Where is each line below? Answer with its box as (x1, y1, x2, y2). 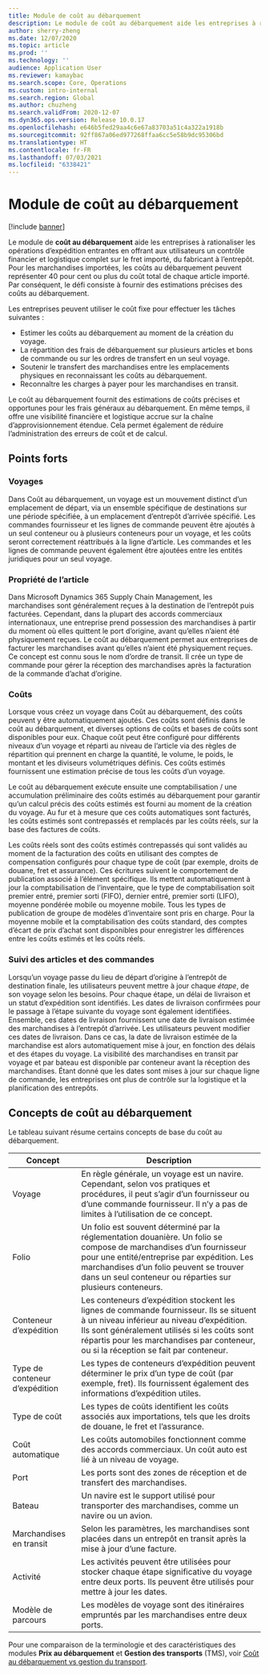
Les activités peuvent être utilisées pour (81, 1556, 231, 1567)
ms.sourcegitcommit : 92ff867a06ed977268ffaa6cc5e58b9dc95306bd (8, 131, 224, 139)
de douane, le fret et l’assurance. (81, 1421, 204, 1432)
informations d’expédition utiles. (81, 1388, 202, 1399)
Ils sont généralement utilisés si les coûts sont (81, 1324, 255, 1336)
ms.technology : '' (8, 57, 70, 65)
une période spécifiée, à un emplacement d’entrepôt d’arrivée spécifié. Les (8, 511, 256, 521)
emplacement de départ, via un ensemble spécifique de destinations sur (8, 503, 247, 512)
